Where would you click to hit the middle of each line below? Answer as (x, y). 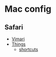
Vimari (18, 39)
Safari (14, 27)
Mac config (28, 9)
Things (19, 44)
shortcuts (28, 49)
